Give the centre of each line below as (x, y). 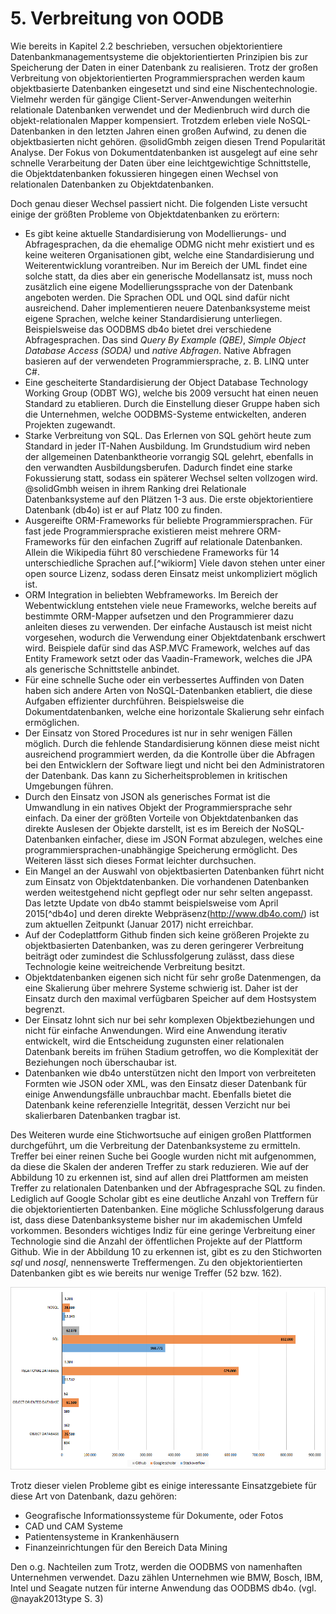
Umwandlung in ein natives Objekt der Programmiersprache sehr (158, 807)
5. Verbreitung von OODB (117, 18)
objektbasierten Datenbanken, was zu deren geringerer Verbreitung (164, 945)
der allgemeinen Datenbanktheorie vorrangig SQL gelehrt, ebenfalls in (169, 456)
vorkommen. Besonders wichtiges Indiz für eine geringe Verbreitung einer (163, 1230)
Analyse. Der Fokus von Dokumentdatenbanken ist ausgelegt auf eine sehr (164, 152)
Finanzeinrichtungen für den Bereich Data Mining (126, 1548)
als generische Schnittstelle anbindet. (102, 669)
